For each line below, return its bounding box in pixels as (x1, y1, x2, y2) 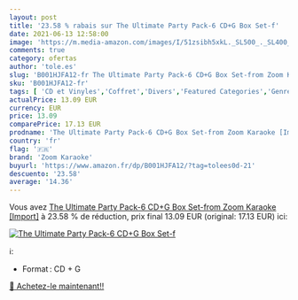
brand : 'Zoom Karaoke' (9, 152, 93, 162)
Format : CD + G (21, 264, 82, 274)
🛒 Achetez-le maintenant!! (9, 281, 105, 292)
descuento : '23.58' (9, 169, 82, 178)
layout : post (9, 12, 58, 22)
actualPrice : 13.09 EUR (9, 95, 98, 104)
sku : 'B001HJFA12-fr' (9, 79, 90, 88)
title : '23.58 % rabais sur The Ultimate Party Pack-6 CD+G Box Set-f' (9, 21, 279, 30)
